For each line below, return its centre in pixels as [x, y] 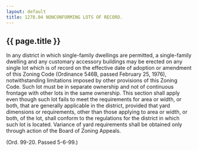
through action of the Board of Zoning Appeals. [64, 131]
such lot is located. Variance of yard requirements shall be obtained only [94, 124]
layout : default [26, 12]
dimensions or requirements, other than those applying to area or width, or [97, 112]
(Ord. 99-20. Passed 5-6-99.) [42, 142]
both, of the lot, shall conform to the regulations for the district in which [93, 118]
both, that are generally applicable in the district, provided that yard [88, 106]
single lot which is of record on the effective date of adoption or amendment [99, 68]
